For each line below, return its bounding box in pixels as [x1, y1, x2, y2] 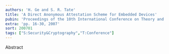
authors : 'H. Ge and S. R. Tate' [5, 7, 76, 12]
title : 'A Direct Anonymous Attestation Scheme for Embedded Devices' [5, 12, 157, 17]
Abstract [5, 44, 23, 50]
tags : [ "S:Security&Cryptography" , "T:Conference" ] [5, 30, 114, 35]
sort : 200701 [5, 26, 33, 31]
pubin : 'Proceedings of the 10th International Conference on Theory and [5, 16, 164, 21]
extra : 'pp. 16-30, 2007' [5, 21, 60, 26]
